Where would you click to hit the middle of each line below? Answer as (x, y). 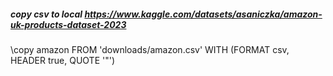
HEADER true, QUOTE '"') (63, 60)
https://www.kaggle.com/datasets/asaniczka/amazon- (203, 14)
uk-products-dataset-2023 (68, 24)
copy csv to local (46, 14)
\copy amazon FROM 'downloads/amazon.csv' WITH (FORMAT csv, (150, 49)
